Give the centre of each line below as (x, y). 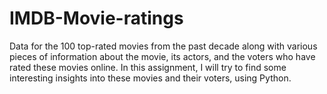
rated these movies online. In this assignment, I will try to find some (148, 67)
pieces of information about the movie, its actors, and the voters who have (162, 56)
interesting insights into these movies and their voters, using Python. (150, 78)
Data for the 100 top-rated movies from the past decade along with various (163, 46)
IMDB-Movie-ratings (96, 18)
